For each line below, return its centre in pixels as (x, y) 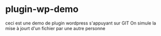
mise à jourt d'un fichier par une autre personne (55, 28)
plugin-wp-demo (42, 9)
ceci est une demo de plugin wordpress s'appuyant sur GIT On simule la (81, 23)
